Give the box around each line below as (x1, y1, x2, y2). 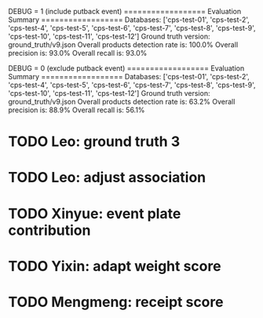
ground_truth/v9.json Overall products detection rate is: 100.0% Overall (8, 40, 239, 49)
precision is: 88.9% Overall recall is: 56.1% (8, 105, 145, 115)
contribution (8, 221, 91, 239)
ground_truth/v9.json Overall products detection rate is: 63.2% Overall (8, 97, 236, 106)
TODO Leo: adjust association (8, 169, 206, 187)
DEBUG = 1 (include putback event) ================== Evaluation (8, 7, 242, 16)
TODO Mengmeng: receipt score (8, 293, 224, 311)
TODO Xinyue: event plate (8, 204, 181, 222)
